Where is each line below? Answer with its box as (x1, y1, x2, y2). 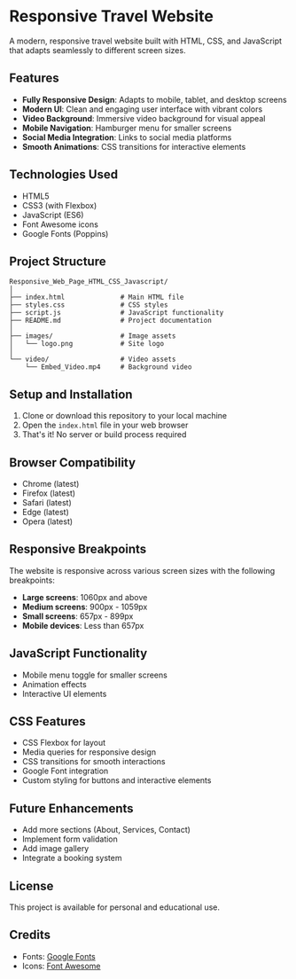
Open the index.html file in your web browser (21, 419, 189, 431)
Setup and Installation (9, 387, 133, 402)
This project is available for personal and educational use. (9, 902, 220, 912)
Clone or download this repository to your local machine (21, 411, 228, 421)
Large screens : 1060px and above (21, 591, 148, 602)
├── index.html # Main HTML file (9, 293, 184, 302)
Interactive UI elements (21, 688, 107, 699)
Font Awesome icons (21, 219, 99, 230)
